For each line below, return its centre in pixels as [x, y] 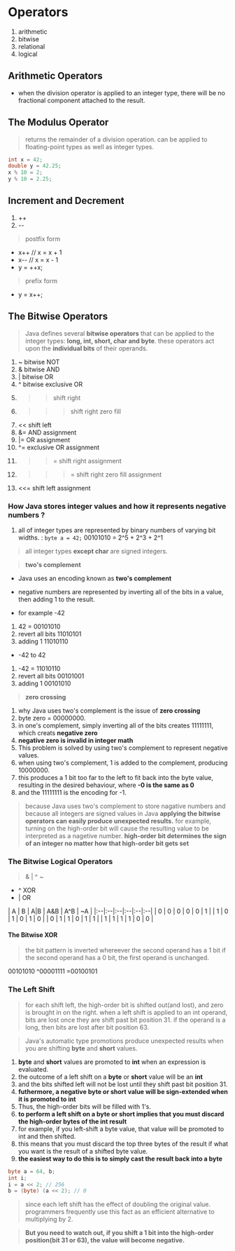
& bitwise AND [39, 369]
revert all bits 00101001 [51, 676]
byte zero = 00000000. [52, 718]
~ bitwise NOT [39, 362]
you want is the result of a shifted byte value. [83, 1151]
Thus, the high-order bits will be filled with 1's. [85, 1106]
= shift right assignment [87, 460]
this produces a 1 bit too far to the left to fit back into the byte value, [116, 777]
